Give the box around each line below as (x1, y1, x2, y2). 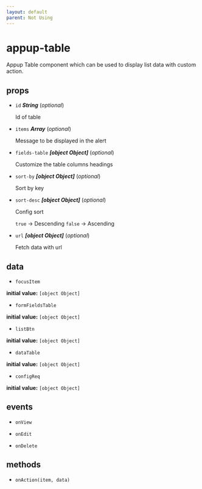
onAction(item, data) (15, 477, 70, 483)
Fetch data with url (15, 244, 63, 251)
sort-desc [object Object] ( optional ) (15, 196, 106, 204)
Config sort (15, 208, 44, 216)
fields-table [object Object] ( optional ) (15, 149, 114, 156)
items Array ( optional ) (15, 125, 71, 133)
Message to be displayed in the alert (15, 137, 106, 144)
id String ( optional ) (15, 101, 64, 109)
